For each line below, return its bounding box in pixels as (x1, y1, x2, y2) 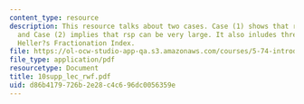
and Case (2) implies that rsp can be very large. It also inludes (17, 30, 278, 39)
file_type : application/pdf (9, 55, 116, 64)
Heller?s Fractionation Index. (17, 38, 136, 48)
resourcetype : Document (9, 64, 100, 73)
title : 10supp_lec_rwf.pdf (9, 72, 111, 81)
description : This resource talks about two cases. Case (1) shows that (9, 22, 290, 31)
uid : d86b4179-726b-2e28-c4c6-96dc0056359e (9, 80, 176, 90)
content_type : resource (9, 13, 100, 23)
